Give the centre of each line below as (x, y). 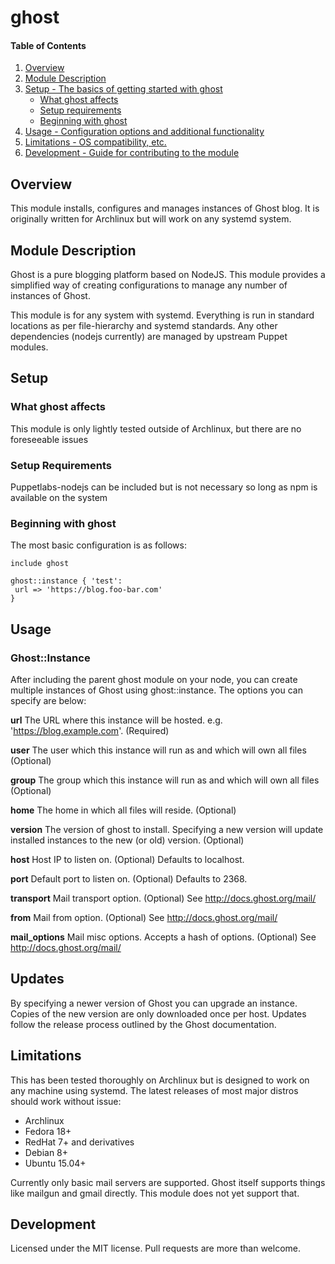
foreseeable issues (49, 439)
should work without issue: (66, 1101)
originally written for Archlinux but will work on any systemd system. (151, 219)
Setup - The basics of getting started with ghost (123, 89)
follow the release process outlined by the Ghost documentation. (143, 1024)
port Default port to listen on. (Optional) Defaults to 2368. (129, 878)
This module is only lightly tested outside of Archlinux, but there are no (156, 428)
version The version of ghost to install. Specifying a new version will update (167, 829)
